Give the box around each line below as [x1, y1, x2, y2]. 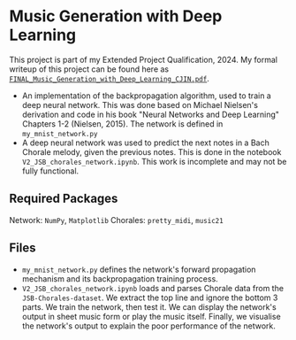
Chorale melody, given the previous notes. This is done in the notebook [21, 146, 282, 157]
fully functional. [21, 166, 80, 176]
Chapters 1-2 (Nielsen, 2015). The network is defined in [21, 118, 224, 129]
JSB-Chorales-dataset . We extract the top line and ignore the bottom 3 [21, 292, 278, 303]
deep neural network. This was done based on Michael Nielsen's [21, 99, 259, 110]
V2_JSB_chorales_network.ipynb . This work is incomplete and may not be [21, 156, 287, 166]
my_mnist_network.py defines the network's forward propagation [21, 264, 256, 274]
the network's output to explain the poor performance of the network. [21, 321, 276, 331]
